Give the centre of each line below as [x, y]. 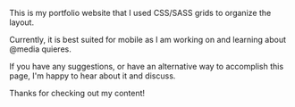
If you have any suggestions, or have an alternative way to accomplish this [147, 66]
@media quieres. [40, 49]
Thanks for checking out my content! [77, 93]
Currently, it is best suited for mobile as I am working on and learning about [147, 40]
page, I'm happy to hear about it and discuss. [93, 76]
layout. [21, 22]
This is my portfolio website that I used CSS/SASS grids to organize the [140, 13]
